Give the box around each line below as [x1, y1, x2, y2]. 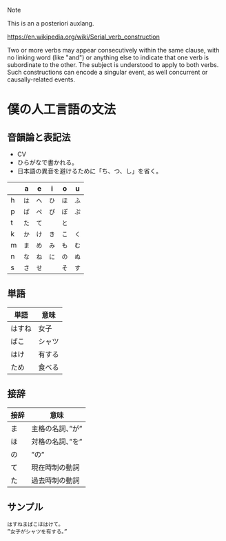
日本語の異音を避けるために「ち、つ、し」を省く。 [17, 167, 163, 175]
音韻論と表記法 [7, 131, 71, 143]
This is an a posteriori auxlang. [7, 19, 94, 27]
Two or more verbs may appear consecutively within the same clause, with [7, 46, 220, 54]
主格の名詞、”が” [31, 424, 83, 433]
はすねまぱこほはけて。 [7, 521, 64, 528]
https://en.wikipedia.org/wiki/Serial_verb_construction [7, 32, 161, 41]
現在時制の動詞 [31, 462, 81, 472]
